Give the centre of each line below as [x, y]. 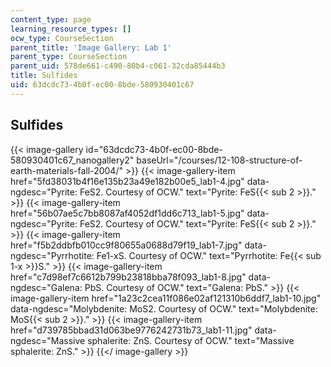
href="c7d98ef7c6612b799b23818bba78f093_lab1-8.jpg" [128, 277]
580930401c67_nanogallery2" [72, 160]
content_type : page [51, 19]
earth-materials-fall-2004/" [66, 170]
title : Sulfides [44, 76]
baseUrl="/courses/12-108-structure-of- [219, 160]
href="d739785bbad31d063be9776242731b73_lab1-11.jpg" [131, 330]
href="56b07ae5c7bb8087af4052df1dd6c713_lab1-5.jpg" [127, 213]
